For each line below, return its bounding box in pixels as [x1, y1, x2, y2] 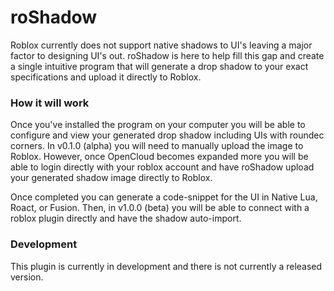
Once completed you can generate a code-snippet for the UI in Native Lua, [10, 191, 318, 203]
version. [10, 271, 44, 283]
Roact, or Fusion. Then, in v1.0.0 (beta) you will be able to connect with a [10, 202, 310, 214]
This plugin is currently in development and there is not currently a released [10, 260, 323, 272]
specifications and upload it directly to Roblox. [10, 71, 202, 83]
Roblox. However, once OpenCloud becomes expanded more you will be [10, 151, 309, 163]
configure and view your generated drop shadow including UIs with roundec [10, 129, 325, 141]
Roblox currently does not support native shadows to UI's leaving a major [10, 39, 313, 51]
